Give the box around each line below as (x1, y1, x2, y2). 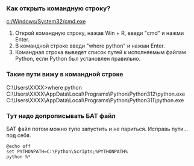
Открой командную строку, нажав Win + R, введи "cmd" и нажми (14, 29, 184, 37)
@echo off (6, 143, 31, 149)
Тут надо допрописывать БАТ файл (6, 111, 116, 120)
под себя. (6, 131, 31, 139)
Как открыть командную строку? (6, 4, 111, 13)
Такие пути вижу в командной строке (6, 70, 124, 79)
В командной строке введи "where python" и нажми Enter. (14, 42, 166, 49)
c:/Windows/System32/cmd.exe (6, 18, 86, 25)
